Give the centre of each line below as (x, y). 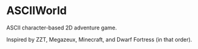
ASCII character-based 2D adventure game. (62, 28)
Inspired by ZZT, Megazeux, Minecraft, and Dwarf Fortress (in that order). (99, 39)
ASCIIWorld (37, 11)
